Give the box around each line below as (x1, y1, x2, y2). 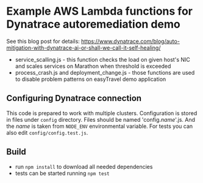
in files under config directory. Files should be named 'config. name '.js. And (6, 116, 196, 123)
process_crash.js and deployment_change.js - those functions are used (15, 69, 195, 76)
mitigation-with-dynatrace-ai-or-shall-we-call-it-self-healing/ (6, 44, 161, 51)
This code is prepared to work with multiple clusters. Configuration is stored (6, 109, 198, 117)
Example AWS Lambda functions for (6, 4, 193, 18)
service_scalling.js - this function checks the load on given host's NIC (15, 56, 191, 63)
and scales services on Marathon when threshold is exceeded (15, 62, 171, 70)
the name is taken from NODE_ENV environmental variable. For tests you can (6, 122, 193, 130)
